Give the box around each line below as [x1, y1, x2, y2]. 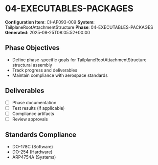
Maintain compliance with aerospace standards [12, 72, 108, 78]
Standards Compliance [5, 131, 77, 139]
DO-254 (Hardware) [12, 149, 53, 155]
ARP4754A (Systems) [12, 154, 56, 160]
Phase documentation [12, 99, 57, 105]
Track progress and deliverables [12, 67, 77, 73]
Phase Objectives [5, 44, 60, 52]
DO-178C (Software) [12, 143, 53, 149]
